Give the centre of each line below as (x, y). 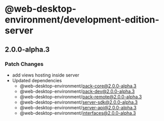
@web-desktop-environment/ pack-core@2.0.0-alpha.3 (78, 86)
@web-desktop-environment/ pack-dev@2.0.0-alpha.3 (77, 91)
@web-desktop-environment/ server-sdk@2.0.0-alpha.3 (79, 102)
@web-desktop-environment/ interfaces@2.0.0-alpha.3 (78, 113)
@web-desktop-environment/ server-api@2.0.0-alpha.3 (78, 107)
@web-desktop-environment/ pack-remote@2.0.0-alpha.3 (81, 96)
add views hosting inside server (46, 75)
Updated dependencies (37, 80)
